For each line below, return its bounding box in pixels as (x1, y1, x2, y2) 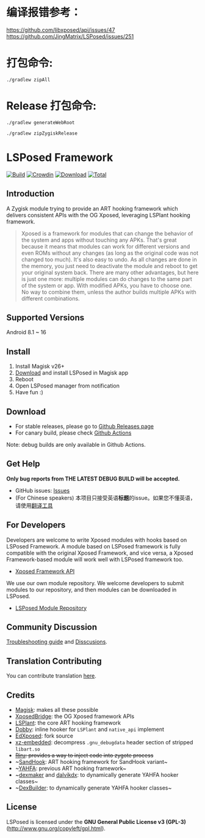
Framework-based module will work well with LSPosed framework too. (6, 555, 184, 563)
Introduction (6, 189, 55, 199)
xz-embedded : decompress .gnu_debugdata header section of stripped (15, 739, 193, 746)
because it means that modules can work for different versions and (21, 242, 190, 250)
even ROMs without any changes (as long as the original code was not (21, 249, 199, 256)
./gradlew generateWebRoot (6, 119, 75, 125)
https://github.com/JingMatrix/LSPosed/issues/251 (6, 32, 134, 40)
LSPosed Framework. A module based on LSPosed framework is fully (6, 542, 181, 550)
